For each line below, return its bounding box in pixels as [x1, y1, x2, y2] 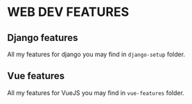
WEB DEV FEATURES [7, 4, 130, 20]
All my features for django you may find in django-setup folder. [7, 50, 186, 58]
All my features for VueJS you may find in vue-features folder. [7, 88, 185, 97]
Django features [7, 32, 78, 44]
